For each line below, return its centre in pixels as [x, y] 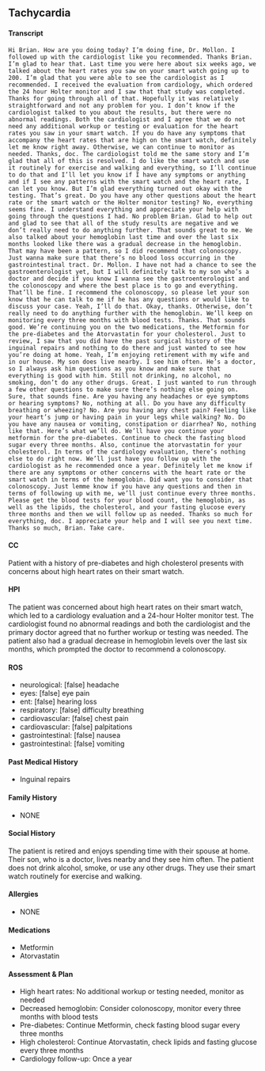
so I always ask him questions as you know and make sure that [115, 368]
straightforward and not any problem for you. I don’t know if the [122, 105]
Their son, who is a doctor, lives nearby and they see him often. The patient [131, 859]
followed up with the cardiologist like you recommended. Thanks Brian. [131, 57]
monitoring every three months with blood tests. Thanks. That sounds [127, 320]
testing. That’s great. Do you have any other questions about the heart [132, 196]
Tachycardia [40, 13]
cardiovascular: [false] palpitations [76, 727]
